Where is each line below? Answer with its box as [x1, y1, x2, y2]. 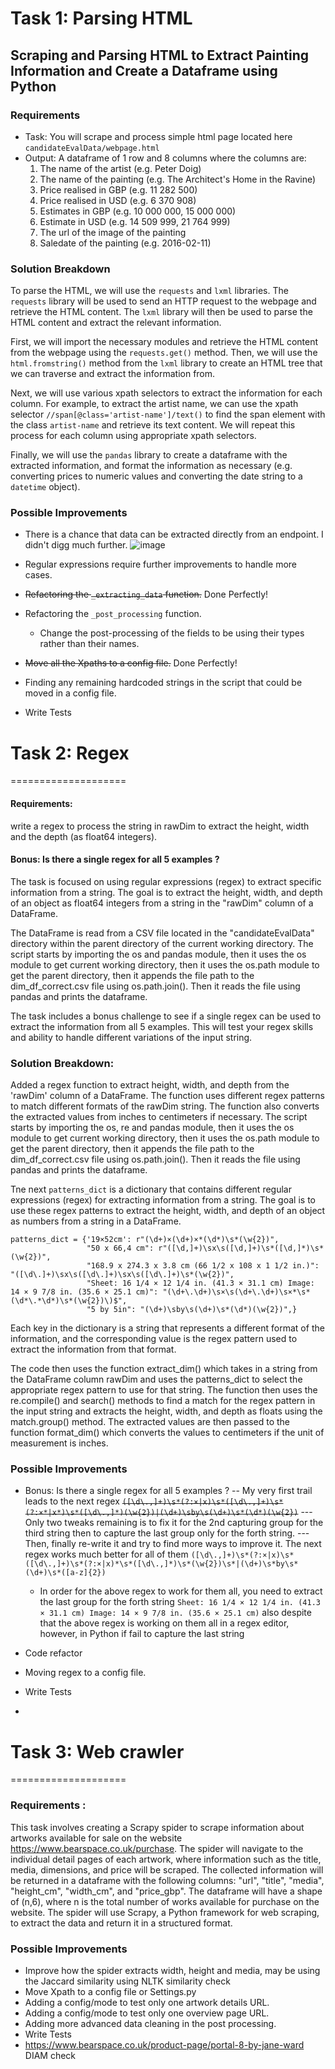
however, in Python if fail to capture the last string [39, 1628, 245, 1640]
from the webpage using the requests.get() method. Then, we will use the [10, 347, 318, 359]
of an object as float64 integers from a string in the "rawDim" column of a [10, 897, 314, 909]
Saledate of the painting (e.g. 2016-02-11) [39, 237, 212, 249]
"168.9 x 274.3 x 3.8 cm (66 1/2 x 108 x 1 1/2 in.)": [86, 1261, 320, 1271]
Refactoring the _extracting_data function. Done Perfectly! [24, 588, 269, 601]
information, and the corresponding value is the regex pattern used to [10, 1333, 298, 1345]
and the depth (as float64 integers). [10, 830, 158, 842]
